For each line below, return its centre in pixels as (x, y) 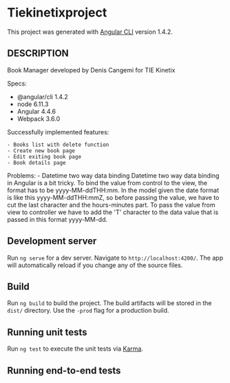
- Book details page (37, 163)
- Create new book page (41, 151)
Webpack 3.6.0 (39, 118)
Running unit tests (47, 332)
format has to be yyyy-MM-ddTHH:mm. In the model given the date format (113, 190)
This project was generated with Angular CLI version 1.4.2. (90, 32)
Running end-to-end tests (64, 370)
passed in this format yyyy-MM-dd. (57, 219)
